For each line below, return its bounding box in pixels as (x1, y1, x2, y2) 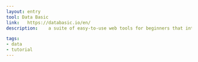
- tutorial (6, 47, 33, 53)
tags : (6, 36, 19, 42)
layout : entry (6, 8, 41, 15)
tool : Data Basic (6, 14, 49, 20)
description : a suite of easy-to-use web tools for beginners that (6, 25, 183, 31)
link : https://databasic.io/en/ (6, 19, 91, 25)
